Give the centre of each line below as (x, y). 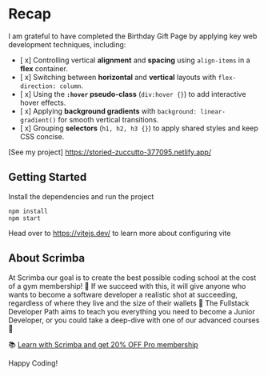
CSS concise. (42, 136)
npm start (25, 218)
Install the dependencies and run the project (81, 196)
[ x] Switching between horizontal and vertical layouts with (118, 77)
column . (72, 86)
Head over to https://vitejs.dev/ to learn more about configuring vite (120, 233)
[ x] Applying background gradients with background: (108, 111)
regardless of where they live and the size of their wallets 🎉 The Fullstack (129, 303)
